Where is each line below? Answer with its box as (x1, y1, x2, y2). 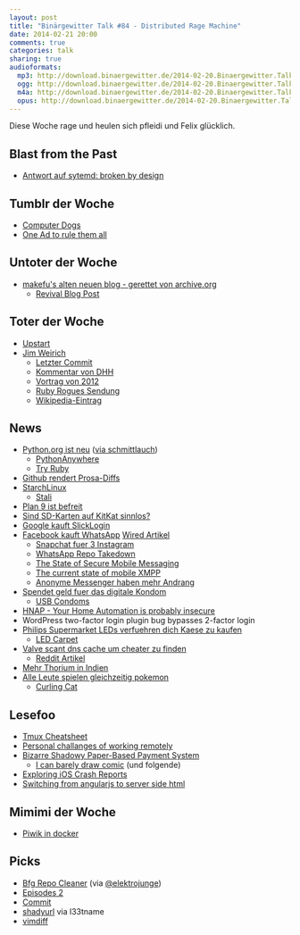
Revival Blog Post (35, 288, 100, 299)
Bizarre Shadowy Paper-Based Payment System (21, 750, 200, 761)
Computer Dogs (21, 220, 81, 230)
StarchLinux (21, 482, 67, 493)
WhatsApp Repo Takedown (35, 548, 136, 559)
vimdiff (21, 915, 49, 926)
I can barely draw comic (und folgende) (35, 760, 181, 771)
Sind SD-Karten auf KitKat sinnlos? (21, 511, 151, 522)
